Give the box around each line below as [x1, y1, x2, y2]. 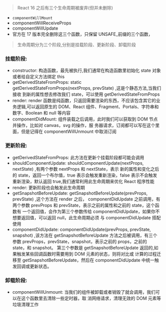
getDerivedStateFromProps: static [12, 79, 82, 85]
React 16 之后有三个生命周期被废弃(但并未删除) [17, 5, 113, 10]
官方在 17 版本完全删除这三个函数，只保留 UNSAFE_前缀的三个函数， [12, 31, 153, 37]
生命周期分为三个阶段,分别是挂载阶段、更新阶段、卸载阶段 [17, 42, 136, 48]
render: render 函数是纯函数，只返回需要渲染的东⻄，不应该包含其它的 [12, 98, 156, 104]
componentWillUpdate [12, 25, 58, 31]
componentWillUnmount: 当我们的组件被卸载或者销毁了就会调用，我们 [12, 289, 156, 295]
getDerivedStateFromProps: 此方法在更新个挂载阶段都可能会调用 [12, 154, 145, 160]
